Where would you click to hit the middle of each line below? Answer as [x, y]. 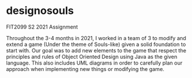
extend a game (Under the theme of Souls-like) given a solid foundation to [96, 44]
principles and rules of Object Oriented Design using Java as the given [92, 56]
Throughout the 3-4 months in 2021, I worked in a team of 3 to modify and [96, 38]
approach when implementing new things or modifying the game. [85, 69]
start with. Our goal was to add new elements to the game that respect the [96, 50]
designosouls [40, 11]
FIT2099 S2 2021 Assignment [42, 27]
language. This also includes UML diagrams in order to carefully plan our [94, 63]
